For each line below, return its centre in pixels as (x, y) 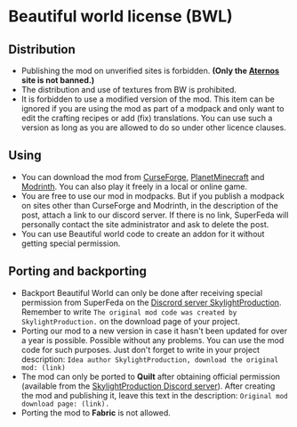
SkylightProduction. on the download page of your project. (131, 321)
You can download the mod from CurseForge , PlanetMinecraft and (143, 177)
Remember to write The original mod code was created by (129, 312)
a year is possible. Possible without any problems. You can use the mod (153, 340)
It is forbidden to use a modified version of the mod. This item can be (148, 99)
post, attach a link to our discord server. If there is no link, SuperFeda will (155, 215)
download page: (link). (65, 404)
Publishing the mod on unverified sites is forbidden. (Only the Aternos (150, 70)
